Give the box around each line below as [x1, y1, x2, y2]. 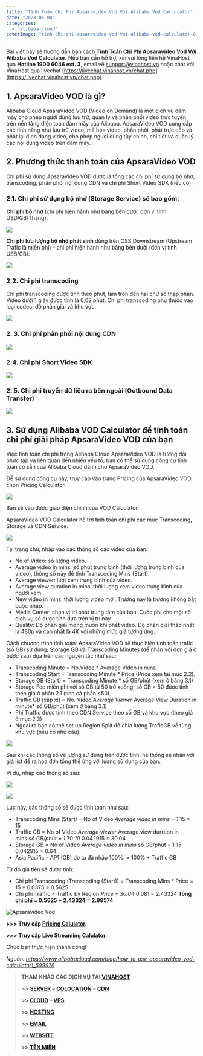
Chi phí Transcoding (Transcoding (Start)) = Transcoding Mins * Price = [14, 877, 194, 885]
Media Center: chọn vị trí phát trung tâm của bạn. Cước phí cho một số [14, 608, 192, 616]
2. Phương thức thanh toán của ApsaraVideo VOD [6, 156, 196, 167]
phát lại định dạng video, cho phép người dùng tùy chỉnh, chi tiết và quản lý [6, 132, 194, 140]
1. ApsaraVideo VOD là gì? [6, 91, 106, 101]
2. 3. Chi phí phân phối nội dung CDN [6, 330, 117, 338]
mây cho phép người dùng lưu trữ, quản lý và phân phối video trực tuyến [6, 113, 186, 121]
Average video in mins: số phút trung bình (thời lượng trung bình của [14, 564, 185, 571]
